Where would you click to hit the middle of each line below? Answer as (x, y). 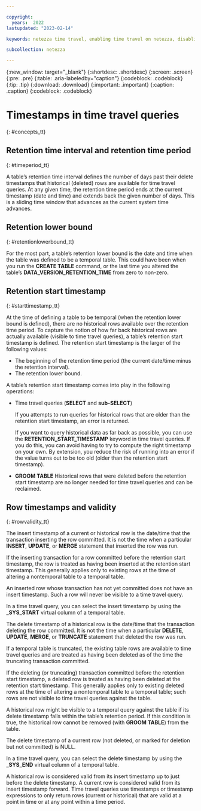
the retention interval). (42, 367)
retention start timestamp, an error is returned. (72, 421)
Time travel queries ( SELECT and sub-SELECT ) (74, 403)
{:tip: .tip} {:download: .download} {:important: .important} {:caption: (90, 85)
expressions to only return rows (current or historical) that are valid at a (94, 795)
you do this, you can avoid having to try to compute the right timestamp (103, 445)
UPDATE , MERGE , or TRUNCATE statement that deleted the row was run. (97, 637)
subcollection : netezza (36, 50)
